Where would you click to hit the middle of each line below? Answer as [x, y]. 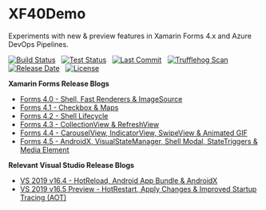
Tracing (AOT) [43, 197]
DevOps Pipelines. [39, 44]
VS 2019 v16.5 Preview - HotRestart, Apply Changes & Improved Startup [138, 189]
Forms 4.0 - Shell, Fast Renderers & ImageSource [101, 99]
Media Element [44, 150]
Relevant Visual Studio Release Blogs [71, 165]
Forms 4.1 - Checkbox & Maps [69, 107]
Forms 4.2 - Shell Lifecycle [64, 115]
